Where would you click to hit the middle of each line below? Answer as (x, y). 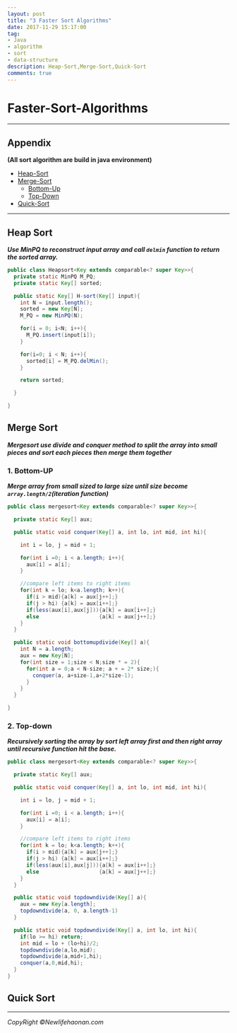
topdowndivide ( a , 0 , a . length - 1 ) (69, 911)
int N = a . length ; (47, 649)
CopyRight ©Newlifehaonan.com (56, 1022)
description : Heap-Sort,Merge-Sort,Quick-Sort (77, 67)
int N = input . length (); (56, 302)
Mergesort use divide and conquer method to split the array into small (112, 445)
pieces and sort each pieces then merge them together (90, 452)
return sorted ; (42, 380)
